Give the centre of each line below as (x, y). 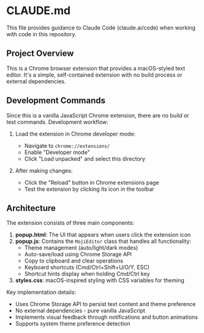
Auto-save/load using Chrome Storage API (78, 255)
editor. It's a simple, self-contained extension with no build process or (94, 75)
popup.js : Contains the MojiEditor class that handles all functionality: (103, 241)
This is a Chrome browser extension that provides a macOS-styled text (96, 68)
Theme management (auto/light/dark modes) (81, 248)
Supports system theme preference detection (73, 324)
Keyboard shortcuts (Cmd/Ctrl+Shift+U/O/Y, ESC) (87, 267)
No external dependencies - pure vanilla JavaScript (80, 311)
